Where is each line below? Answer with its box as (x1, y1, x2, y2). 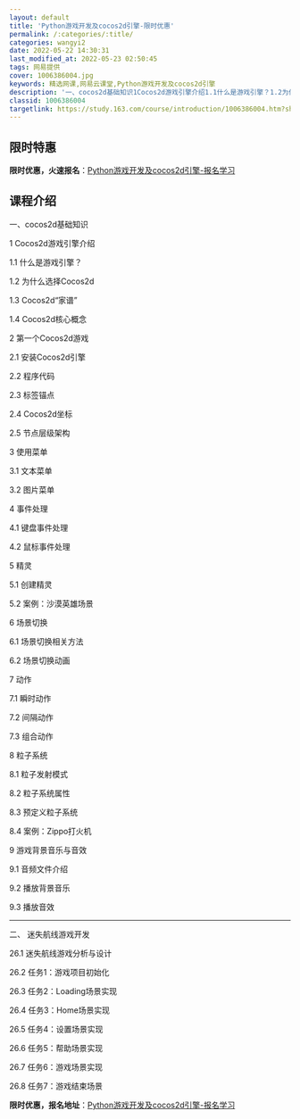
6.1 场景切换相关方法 (9, 635, 84, 647)
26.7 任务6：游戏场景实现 (9, 1061, 104, 1072)
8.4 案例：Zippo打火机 (9, 825, 92, 836)
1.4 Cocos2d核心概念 (9, 313, 87, 324)
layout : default (9, 12, 70, 22)
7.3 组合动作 (9, 731, 54, 742)
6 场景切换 (9, 617, 48, 627)
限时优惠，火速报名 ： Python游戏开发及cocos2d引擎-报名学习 (9, 165, 236, 176)
